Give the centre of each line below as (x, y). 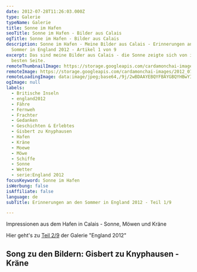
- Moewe (21, 148)
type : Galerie (23, 17)
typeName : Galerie (28, 22)
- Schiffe (23, 159)
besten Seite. (28, 60)
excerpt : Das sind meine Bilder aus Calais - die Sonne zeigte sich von (97, 55)
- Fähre (21, 104)
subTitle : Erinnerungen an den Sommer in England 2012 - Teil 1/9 (89, 202)
